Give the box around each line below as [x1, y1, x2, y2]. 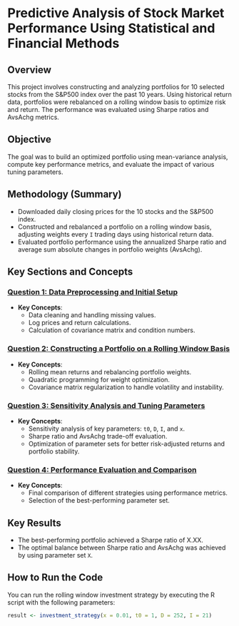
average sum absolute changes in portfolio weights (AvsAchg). [17, 245, 203, 254]
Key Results [7, 517, 62, 529]
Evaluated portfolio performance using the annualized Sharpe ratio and [17, 237, 227, 246]
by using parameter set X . [17, 551, 93, 560]
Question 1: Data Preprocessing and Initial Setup [7, 287, 178, 297]
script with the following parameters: [7, 597, 116, 607]
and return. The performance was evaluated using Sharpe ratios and [7, 106, 209, 113]
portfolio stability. [28, 447, 80, 456]
